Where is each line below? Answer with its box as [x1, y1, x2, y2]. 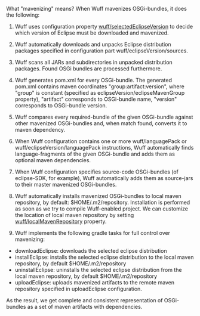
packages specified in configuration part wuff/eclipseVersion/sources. [14, 47, 188, 54]
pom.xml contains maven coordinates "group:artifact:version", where [14, 83, 185, 90]
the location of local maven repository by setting [14, 212, 134, 218]
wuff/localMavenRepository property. [14, 218, 107, 225]
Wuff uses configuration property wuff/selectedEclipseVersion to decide [14, 23, 193, 30]
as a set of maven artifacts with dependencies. [27, 303, 143, 310]
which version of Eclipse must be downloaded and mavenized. [14, 29, 169, 36]
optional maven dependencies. [14, 157, 91, 163]
